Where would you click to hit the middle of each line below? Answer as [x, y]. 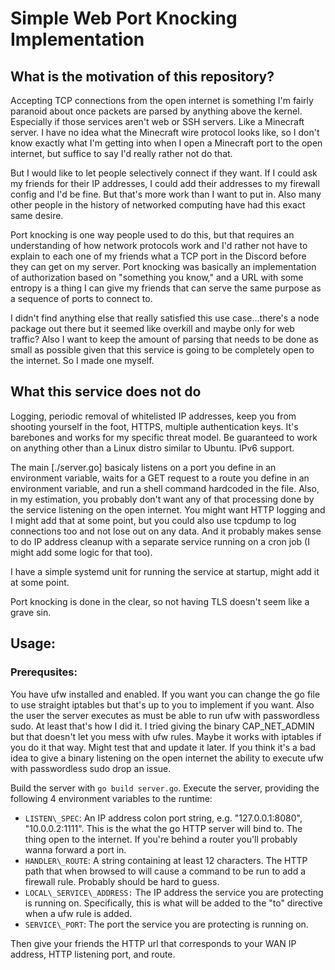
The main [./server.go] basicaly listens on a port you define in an [143, 467]
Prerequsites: [44, 672]
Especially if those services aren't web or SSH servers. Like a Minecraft [157, 121]
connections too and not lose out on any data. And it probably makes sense [166, 531]
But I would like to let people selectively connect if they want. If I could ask [164, 173]
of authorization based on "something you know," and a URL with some [157, 277]
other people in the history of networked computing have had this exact [158, 205]
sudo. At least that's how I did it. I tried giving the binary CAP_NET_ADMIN [162, 726]
